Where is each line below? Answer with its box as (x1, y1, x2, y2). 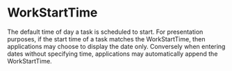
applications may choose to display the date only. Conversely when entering (7, 42, 226, 50)
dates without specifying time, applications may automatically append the (7, 50, 218, 58)
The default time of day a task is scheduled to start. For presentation (7, 28, 204, 36)
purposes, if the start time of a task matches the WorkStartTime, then (7, 34, 206, 43)
